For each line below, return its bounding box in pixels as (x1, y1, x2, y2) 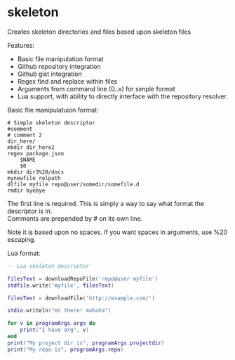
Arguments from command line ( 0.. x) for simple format (17, 84, 175, 93)
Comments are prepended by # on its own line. (7, 214, 143, 222)
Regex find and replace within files (17, 77, 118, 85)
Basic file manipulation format (17, 54, 104, 63)
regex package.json (7, 150, 65, 157)
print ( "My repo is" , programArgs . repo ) (7, 346, 124, 353)
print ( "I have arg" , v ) (20, 326, 90, 334)
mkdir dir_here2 (7, 143, 55, 151)
